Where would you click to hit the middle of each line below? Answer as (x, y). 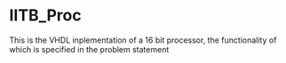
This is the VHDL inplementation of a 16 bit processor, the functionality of (143, 40)
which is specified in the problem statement (89, 49)
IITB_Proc (45, 16)
